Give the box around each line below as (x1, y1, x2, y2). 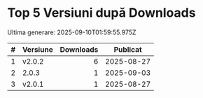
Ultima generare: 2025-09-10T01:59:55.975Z (7, 28, 136, 36)
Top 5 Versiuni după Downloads (7, 5, 196, 21)
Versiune (22, 44, 54, 54)
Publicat (113, 44, 142, 54)
